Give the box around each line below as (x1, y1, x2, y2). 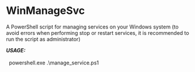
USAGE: (6, 46, 26, 53)
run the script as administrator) (6, 35, 81, 42)
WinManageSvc (6, 4, 85, 17)
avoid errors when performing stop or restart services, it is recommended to (6, 29, 190, 36)
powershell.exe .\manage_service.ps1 (8, 59, 99, 66)
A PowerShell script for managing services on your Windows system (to (6, 23, 179, 30)
